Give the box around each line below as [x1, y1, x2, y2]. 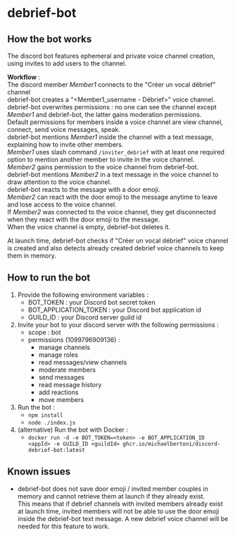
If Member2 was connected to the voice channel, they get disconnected [7, 208, 216, 216]
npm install [27, 411, 63, 419]
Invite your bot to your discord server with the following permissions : [17, 320, 220, 329]
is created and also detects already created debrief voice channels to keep [7, 244, 224, 252]
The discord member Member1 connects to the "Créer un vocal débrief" [7, 80, 216, 89]
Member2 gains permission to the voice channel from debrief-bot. [7, 163, 199, 171]
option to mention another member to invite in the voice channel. [7, 155, 195, 164]
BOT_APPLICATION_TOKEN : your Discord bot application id [27, 305, 202, 314]
